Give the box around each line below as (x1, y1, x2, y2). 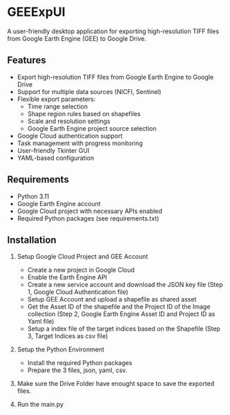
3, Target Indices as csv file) (27, 332, 108, 340)
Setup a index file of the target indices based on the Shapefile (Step (27, 324, 221, 333)
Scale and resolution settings (27, 117, 111, 125)
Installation (7, 234, 57, 246)
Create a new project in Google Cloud (27, 266, 135, 274)
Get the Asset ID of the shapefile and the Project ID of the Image (27, 302, 211, 311)
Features (7, 55, 46, 66)
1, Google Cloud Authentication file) (27, 288, 129, 296)
